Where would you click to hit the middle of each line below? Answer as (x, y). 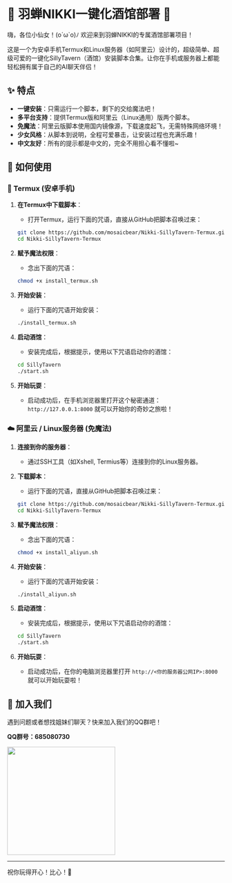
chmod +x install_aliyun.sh (57, 552)
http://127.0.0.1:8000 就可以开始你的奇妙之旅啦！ (100, 408)
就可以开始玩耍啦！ (55, 680)
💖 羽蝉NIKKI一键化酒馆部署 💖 (89, 14)
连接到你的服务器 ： (45, 446)
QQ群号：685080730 (39, 737)
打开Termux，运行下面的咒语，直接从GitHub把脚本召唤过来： (115, 219)
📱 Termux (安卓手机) (41, 189)
